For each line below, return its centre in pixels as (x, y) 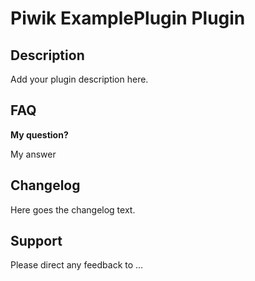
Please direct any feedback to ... (77, 265)
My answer (33, 154)
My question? (39, 134)
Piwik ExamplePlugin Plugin (128, 18)
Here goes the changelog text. (73, 209)
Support (36, 241)
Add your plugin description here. (79, 79)
